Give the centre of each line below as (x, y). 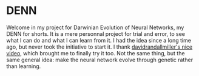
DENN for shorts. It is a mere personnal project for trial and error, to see (96, 33)
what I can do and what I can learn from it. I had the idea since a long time (99, 40)
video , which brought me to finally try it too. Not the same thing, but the (96, 53)
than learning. (24, 66)
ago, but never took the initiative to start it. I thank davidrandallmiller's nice (99, 47)
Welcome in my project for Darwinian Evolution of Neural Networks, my (95, 27)
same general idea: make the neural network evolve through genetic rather (99, 60)
